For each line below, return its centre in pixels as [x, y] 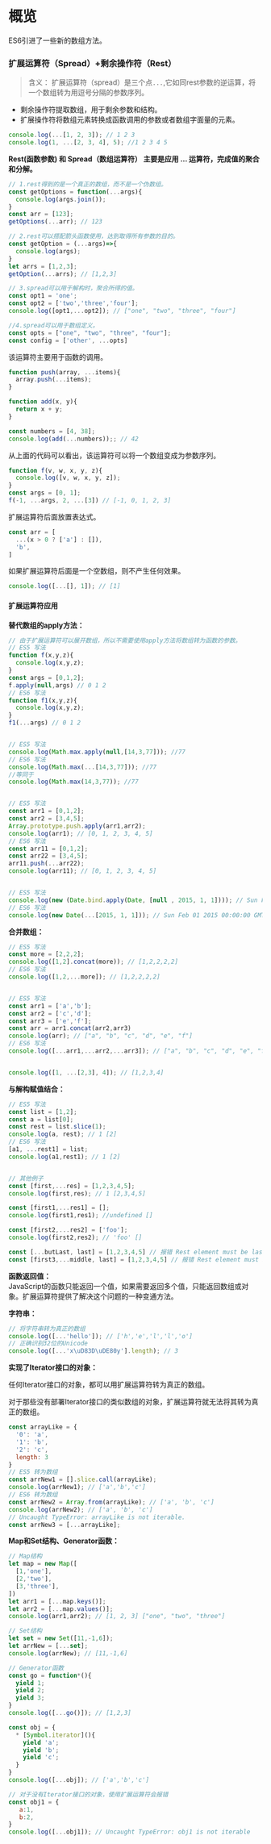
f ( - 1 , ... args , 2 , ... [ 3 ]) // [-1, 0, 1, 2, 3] [90, 501]
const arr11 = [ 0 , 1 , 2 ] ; [48, 849]
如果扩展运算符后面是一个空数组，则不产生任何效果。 [97, 571]
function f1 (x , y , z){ [43, 700]
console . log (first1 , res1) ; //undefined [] [81, 1216]
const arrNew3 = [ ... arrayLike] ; [65, 1525]
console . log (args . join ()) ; [61, 199]
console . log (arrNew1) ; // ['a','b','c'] [77, 1487]
